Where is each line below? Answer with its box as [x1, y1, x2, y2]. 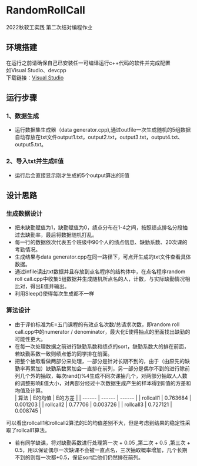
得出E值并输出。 [30, 283, 70, 290]
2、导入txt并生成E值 [6, 157, 64, 165]
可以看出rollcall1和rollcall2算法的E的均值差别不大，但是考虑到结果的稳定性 [6, 419, 185, 426]
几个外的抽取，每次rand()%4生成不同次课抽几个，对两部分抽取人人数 [19, 372, 188, 379]
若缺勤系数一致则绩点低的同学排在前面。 [14, 350, 113, 357]
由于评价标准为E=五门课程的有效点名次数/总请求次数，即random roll [14, 321, 180, 328]
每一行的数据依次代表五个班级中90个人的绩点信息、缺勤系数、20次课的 [14, 239, 188, 246]
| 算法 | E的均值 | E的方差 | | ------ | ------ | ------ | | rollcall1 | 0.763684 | [14, 394, 192, 401]
